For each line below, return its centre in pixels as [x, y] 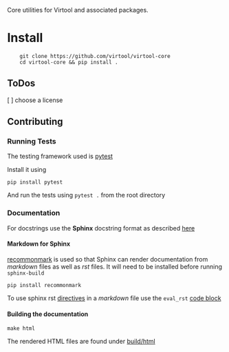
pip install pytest [35, 182]
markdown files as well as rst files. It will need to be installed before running [115, 266]
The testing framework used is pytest [60, 156]
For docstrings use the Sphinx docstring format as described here [101, 228]
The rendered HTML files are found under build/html [81, 342]
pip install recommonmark [44, 285]
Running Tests [32, 141]
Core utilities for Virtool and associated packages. [78, 10]
